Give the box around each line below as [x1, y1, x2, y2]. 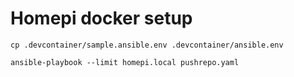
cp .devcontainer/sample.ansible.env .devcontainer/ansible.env [10, 40, 284, 50]
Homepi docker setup [10, 7, 193, 30]
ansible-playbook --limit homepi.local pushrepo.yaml [10, 57, 240, 67]
